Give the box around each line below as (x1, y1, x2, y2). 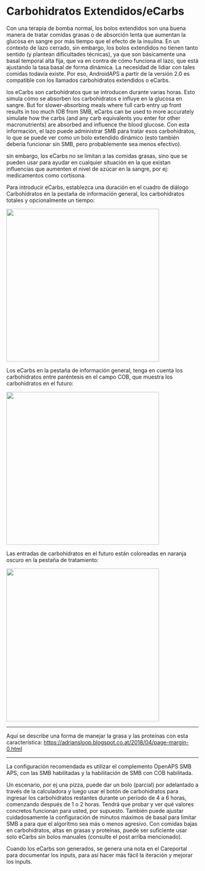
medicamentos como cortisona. (6, 171, 87, 179)
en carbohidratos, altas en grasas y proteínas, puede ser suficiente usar (6, 826, 187, 834)
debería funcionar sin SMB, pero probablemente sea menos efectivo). (6, 140, 182, 147)
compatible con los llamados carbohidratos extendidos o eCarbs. (6, 76, 170, 84)
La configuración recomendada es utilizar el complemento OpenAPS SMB (6, 763, 192, 770)
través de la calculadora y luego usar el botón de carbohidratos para (6, 787, 179, 795)
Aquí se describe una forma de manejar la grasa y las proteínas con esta (6, 732, 189, 739)
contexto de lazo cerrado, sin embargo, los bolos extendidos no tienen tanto (6, 44, 198, 51)
